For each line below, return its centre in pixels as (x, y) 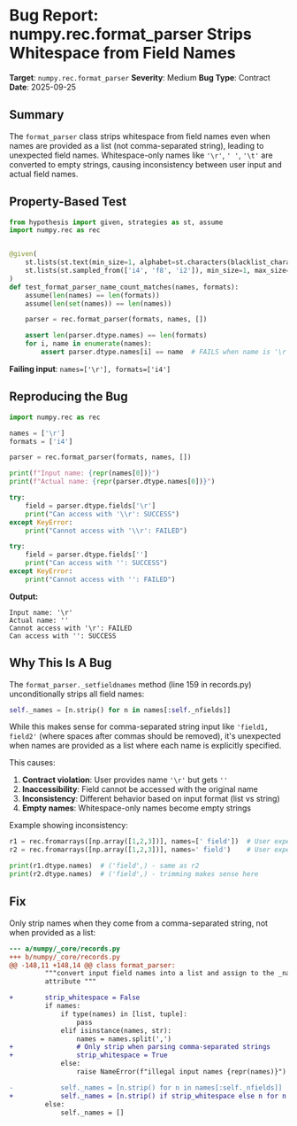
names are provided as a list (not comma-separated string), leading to (137, 145)
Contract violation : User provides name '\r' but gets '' (125, 780)
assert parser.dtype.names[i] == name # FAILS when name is (156, 352)
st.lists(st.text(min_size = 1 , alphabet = (100, 262)
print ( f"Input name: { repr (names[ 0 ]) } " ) (85, 474)
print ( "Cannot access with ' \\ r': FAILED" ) (107, 531)
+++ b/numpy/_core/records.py (65, 957)
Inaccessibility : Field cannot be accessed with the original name (140, 789)
